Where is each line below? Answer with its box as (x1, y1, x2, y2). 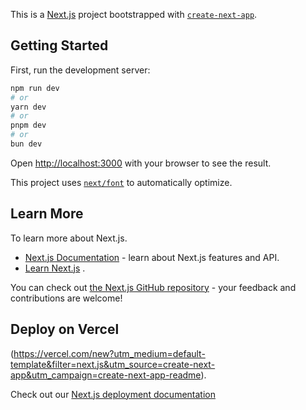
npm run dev (10, 83, 60, 93)
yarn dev (10, 102, 47, 112)
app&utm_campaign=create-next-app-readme (10, 369, 202, 381)
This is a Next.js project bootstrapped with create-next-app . (10, 9, 258, 20)
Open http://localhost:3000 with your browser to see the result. (10, 157, 272, 169)
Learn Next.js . (24, 262, 86, 274)
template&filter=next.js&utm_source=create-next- (10, 358, 216, 370)
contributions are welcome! (10, 292, 123, 304)
